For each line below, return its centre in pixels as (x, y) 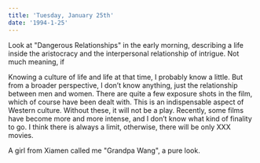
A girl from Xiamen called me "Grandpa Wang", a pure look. (104, 150)
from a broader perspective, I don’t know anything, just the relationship (123, 85)
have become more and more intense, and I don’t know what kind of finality (130, 118)
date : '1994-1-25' (38, 23)
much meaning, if (37, 62)
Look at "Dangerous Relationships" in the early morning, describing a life (126, 45)
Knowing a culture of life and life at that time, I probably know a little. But (126, 77)
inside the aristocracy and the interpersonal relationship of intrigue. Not (124, 53)
